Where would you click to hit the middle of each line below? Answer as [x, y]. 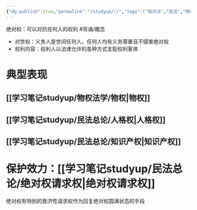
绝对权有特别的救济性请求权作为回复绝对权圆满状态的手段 [75, 201]
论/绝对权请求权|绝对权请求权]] [81, 184]
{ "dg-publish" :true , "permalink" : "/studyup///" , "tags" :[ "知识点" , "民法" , [94, 11]
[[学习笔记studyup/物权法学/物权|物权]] [78, 98]
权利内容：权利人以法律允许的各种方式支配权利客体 [76, 49]
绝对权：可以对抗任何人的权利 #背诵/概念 [56, 29]
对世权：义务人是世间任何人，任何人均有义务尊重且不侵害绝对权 [91, 41]
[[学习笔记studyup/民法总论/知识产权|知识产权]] [94, 141]
